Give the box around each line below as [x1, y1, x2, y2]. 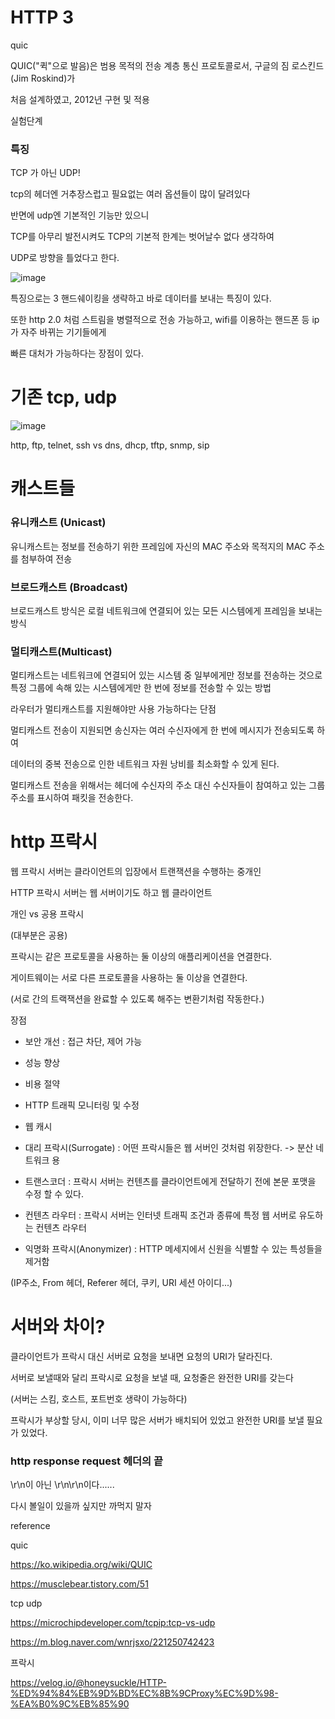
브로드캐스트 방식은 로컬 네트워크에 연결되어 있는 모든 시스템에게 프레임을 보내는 [10, 604, 323, 616]
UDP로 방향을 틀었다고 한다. [10, 252, 120, 264]
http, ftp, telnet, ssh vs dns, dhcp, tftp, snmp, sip [10, 439, 210, 451]
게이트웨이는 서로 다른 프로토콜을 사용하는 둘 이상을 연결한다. [10, 972, 248, 984]
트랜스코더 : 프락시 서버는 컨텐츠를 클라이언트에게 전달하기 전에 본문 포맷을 [24, 1176, 317, 1188]
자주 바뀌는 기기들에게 [20, 326, 107, 338]
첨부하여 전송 [20, 552, 73, 565]
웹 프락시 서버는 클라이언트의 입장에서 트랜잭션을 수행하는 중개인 [10, 866, 262, 878]
